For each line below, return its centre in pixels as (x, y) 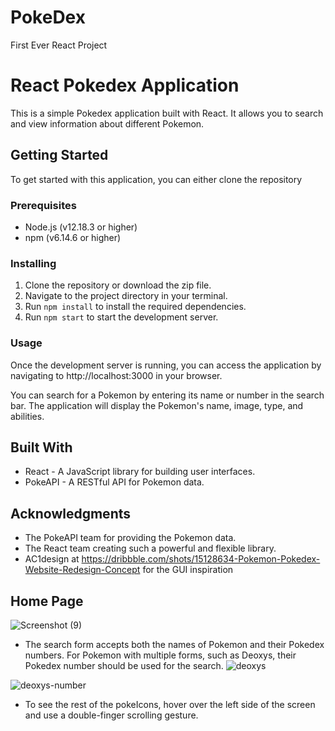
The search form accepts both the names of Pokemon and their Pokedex (174, 645)
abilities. (27, 416)
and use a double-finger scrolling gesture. (111, 715)
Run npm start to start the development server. (121, 317)
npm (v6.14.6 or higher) (73, 237)
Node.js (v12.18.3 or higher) (81, 227)
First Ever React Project (59, 45)
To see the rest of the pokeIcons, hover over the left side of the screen (170, 705)
